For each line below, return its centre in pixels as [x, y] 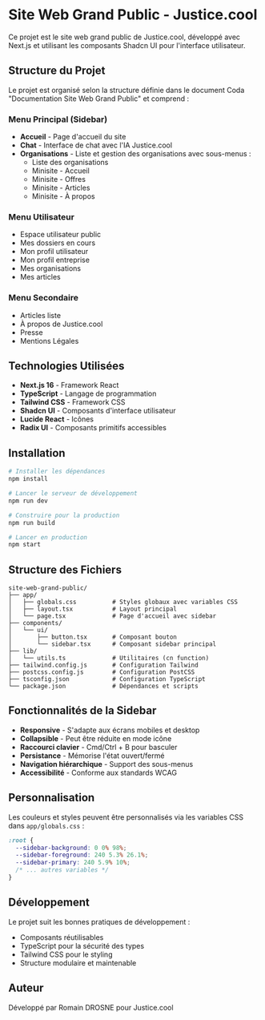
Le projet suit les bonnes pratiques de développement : [99, 921]
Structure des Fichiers [65, 569]
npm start [25, 545]
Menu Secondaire [43, 298]
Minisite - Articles [61, 188]
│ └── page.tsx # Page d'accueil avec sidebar [112, 616]
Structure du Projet [57, 71]
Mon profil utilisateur [54, 252]
